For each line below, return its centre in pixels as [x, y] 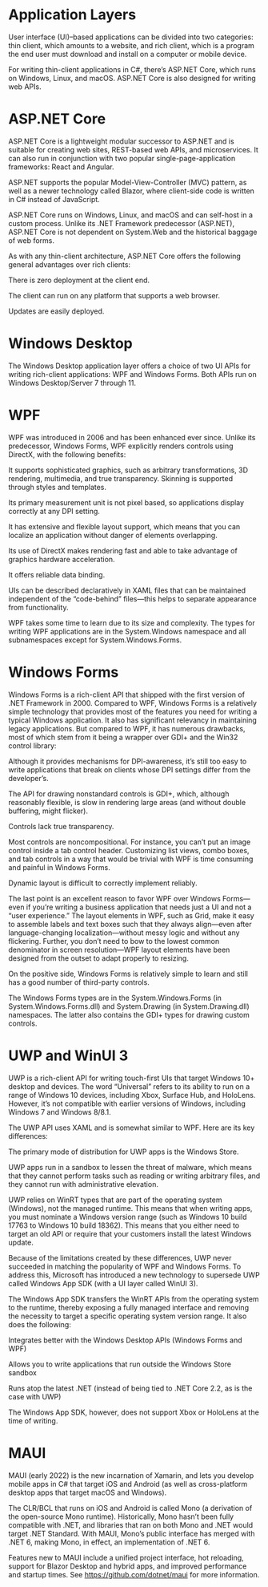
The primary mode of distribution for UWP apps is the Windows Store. [124, 1152]
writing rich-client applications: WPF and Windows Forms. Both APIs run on [133, 374]
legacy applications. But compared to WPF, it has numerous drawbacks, [127, 728]
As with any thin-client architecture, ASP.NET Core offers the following [125, 256]
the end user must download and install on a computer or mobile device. [128, 54]
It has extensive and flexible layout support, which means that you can [124, 526]
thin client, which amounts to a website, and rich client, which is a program [131, 45]
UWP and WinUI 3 [68, 1055]
